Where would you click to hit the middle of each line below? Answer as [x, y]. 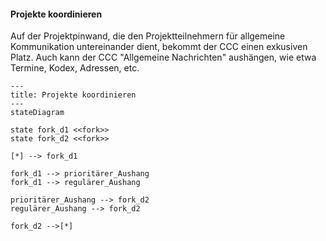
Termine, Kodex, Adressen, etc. [75, 68]
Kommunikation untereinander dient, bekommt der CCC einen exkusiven [159, 47]
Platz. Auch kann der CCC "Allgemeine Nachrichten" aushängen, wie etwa [163, 57]
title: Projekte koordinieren [73, 95]
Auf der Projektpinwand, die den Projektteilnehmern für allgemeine [148, 36]
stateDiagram [37, 113]
